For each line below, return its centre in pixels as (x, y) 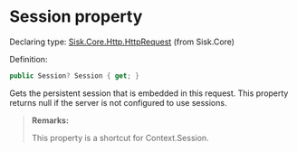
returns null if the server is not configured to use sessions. (118, 102)
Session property (76, 17)
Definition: (29, 59)
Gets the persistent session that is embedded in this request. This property (149, 93)
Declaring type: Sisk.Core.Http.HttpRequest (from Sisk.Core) (122, 42)
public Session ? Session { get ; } (75, 76)
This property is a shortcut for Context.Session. (120, 138)
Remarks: (50, 120)
